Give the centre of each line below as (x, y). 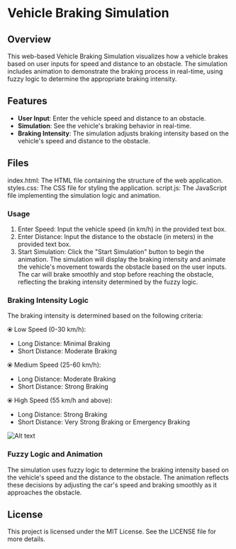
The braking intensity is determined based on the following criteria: (105, 316)
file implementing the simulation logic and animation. (84, 195)
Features (27, 101)
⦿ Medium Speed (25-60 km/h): (54, 365)
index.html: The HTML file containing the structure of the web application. (115, 180)
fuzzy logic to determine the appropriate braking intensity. (92, 79)
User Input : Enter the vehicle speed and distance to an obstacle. (112, 118)
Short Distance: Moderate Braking (67, 351)
